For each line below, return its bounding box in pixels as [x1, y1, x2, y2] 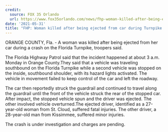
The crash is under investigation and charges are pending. [5, 122, 125, 128]
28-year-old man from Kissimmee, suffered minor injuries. [5, 112, 125, 118]
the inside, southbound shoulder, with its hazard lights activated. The [5, 70, 147, 76]
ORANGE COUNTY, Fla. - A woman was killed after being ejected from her [5, 39, 158, 45]
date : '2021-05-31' [5, 21, 46, 26]
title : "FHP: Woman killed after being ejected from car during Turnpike [5, 26, 162, 31]
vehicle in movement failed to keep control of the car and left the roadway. [5, 76, 158, 82]
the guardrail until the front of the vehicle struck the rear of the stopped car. [5, 91, 161, 97]
